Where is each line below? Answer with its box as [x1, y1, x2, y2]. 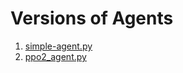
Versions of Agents [10, 7, 174, 30]
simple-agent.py [24, 40, 93, 52]
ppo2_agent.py [24, 50, 87, 62]
